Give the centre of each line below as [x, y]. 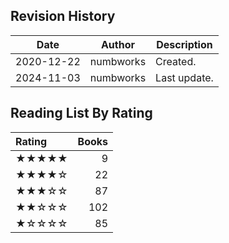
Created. [176, 61]
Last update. [184, 77]
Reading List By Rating [81, 113]
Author [117, 44]
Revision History [63, 16]
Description [184, 44]
